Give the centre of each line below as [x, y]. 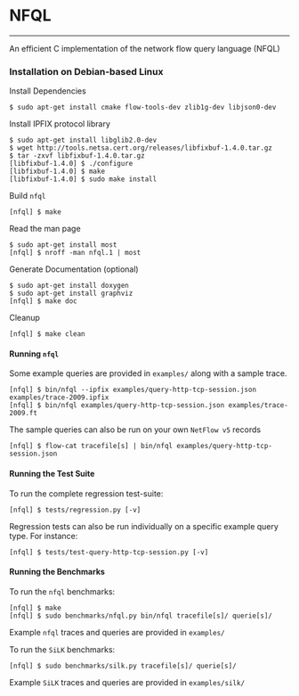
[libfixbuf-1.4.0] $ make [57, 172]
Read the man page [45, 229]
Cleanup [24, 318]
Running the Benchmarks [57, 572]
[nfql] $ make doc [43, 301]
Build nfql [28, 196]
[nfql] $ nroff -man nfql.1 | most [75, 253]
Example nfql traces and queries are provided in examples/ [117, 632]
